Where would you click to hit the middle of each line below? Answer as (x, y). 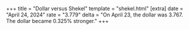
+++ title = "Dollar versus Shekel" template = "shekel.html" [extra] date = (95, 9)
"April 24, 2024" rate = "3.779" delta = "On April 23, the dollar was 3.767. (95, 15)
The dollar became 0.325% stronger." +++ (57, 21)
